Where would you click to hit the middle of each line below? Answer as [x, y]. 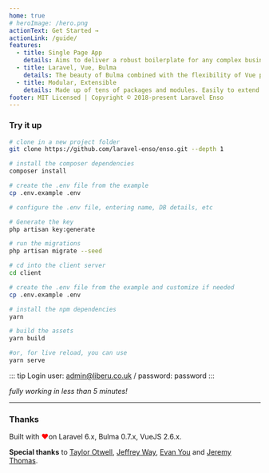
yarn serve [27, 360]
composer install [38, 171]
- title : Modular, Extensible [66, 82]
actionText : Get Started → [54, 30]
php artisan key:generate [52, 229]
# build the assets [42, 331]
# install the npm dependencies [63, 309]
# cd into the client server [57, 266]
